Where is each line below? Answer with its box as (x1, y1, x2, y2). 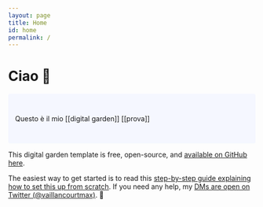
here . (8, 158, 25, 168)
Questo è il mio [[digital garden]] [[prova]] (15, 114, 151, 124)
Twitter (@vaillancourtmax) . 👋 (8, 190, 104, 200)
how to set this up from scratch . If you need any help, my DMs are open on (8, 182, 250, 191)
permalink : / (8, 33, 51, 42)
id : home (8, 26, 37, 34)
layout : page (8, 11, 51, 20)
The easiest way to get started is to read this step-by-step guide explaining (8, 174, 251, 183)
